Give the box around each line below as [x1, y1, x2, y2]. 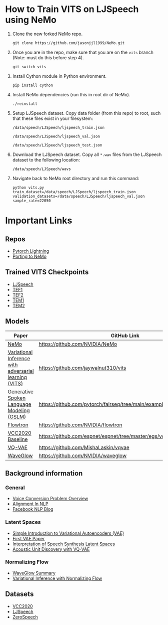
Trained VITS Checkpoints [5, 268, 89, 276]
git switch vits [12, 64, 46, 69]
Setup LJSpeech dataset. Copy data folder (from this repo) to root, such [12, 110, 161, 116]
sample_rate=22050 [12, 198, 51, 203]
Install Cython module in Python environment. [12, 73, 106, 79]
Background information [5, 469, 83, 478]
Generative [7, 388, 34, 395]
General [5, 484, 25, 491]
